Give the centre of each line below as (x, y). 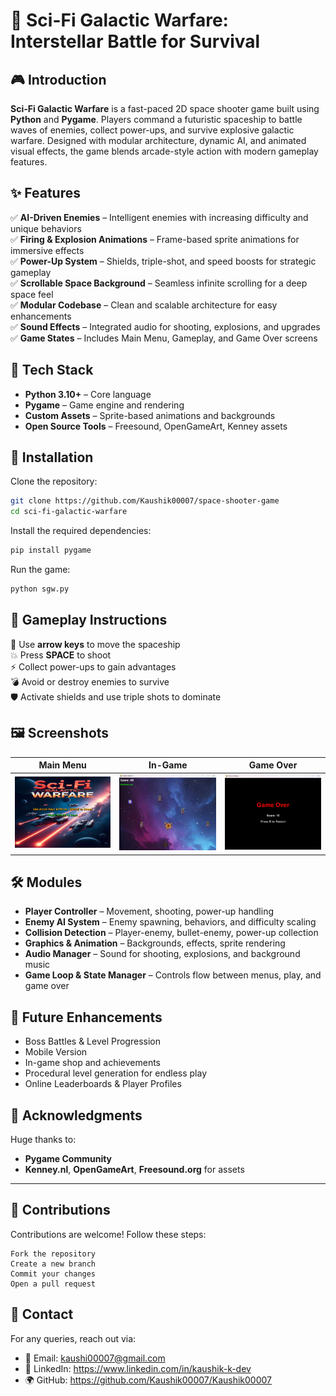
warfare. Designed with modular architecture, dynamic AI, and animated (158, 140)
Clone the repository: (54, 481)
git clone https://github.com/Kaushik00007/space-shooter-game (145, 501)
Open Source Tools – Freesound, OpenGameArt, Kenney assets (156, 426)
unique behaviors (46, 228)
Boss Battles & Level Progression (92, 1041)
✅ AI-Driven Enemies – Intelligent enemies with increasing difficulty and (159, 217)
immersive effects (47, 250)
